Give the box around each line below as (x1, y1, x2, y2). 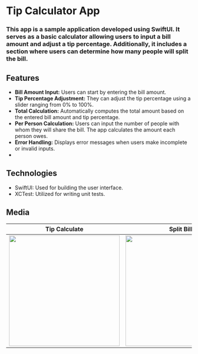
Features (6, 73, 39, 83)
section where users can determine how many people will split (6, 47, 189, 55)
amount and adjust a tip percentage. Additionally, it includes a (6, 40, 187, 48)
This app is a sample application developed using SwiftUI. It (6, 25, 180, 34)
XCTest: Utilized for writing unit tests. (14, 190, 105, 197)
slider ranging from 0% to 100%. (14, 101, 94, 108)
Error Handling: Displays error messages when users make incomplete (14, 139, 187, 146)
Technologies (6, 168, 58, 178)
